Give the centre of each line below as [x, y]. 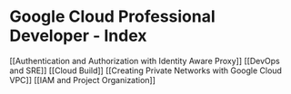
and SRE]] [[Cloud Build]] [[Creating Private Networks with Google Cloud [145, 70]
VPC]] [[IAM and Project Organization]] [83, 80]
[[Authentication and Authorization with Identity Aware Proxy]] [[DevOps [145, 61]
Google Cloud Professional [112, 17]
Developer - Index [78, 36]
